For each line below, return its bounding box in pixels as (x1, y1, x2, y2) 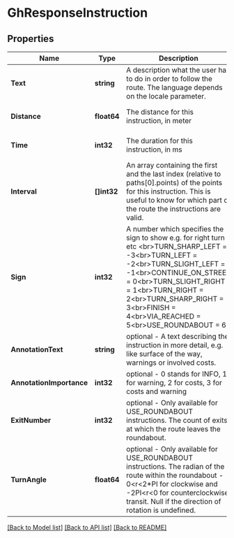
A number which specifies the (126, 224, 224, 233)
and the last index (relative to (126, 169, 221, 179)
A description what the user (126, 65, 217, 75)
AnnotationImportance (10, 378, 88, 387)
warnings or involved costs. (126, 358, 217, 368)
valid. (126, 213, 144, 222)
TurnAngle (10, 475, 47, 484)
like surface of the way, (126, 349, 203, 358)
